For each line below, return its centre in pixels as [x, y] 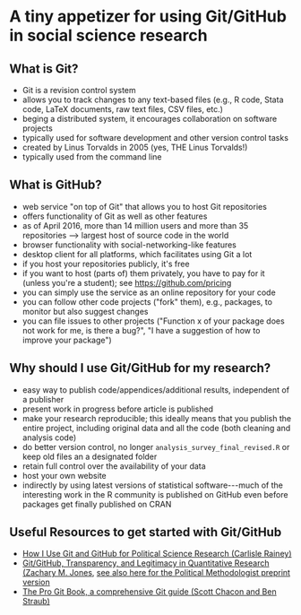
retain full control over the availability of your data [114, 466]
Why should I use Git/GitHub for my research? [140, 368]
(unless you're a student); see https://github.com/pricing [127, 282]
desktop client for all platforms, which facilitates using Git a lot [137, 254]
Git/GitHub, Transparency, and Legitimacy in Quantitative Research [146, 563]
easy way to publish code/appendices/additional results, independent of [155, 390]
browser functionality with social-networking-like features [129, 245]
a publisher [43, 399]
